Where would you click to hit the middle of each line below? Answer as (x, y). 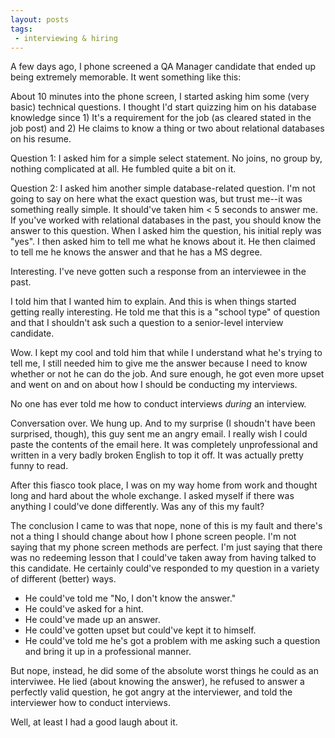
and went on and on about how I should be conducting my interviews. (154, 385)
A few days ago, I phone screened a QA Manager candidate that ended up (163, 67)
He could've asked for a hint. (84, 609)
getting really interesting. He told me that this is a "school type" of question (165, 312)
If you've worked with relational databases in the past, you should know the (166, 220)
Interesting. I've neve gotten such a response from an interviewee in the (158, 272)
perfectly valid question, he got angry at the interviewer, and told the (151, 692)
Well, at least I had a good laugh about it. (94, 722)
